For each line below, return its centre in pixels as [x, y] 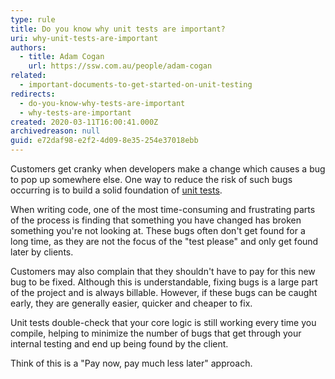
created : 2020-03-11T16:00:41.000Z [84, 122]
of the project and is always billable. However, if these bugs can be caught [164, 292]
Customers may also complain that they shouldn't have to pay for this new [163, 271]
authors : [28, 47]
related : [28, 76]
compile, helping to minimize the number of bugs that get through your [156, 333]
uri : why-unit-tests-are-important [84, 38]
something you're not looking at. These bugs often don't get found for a [158, 230]
